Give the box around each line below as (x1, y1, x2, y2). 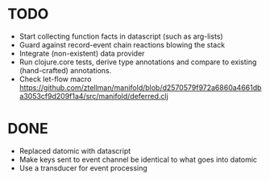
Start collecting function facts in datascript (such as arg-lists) (19, 31, 223, 41)
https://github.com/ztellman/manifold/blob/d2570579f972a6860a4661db (19, 82, 262, 93)
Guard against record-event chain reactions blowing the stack (19, 39, 226, 49)
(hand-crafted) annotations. (19, 65, 112, 75)
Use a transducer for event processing (19, 162, 148, 173)
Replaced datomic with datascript (19, 146, 131, 155)
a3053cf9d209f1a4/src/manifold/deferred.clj (19, 91, 168, 101)
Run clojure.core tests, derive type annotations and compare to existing (19, 57, 257, 67)
